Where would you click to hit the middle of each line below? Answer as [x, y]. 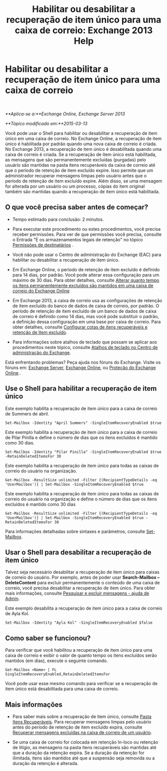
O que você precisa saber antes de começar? [77, 207]
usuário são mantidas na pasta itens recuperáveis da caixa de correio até [80, 165]
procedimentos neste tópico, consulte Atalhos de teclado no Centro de [85, 347]
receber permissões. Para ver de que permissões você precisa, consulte [87, 234]
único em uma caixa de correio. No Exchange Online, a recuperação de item [83, 138]
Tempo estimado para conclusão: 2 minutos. [58, 219]
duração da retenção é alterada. [45, 763]
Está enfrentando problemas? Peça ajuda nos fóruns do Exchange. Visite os [83, 362]
